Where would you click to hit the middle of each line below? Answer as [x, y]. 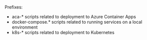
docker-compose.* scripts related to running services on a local [77, 22]
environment [25, 27]
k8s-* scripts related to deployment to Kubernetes [63, 32]
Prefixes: [14, 7]
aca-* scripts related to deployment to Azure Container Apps [74, 17]
